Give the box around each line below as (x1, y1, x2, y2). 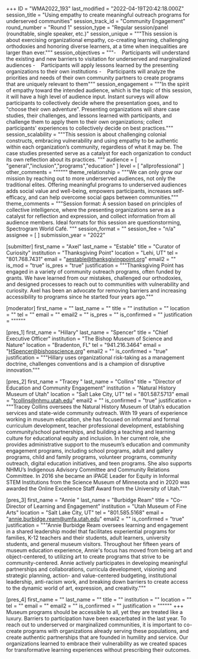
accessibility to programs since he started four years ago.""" (6, 293, 154, 300)
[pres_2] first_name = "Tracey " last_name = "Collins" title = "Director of (6, 378, 181, 385)
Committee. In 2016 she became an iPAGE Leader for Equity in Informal (6, 472, 179, 479)
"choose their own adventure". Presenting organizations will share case (6, 106, 180, 112)
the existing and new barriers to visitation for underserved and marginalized (6, 56, 191, 62)
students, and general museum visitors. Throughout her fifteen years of (6, 541, 180, 547)
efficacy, (6, 194, 28, 201)
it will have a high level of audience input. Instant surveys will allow (6, 93, 169, 100)
